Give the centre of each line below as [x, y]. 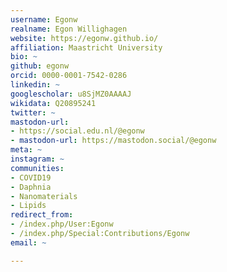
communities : [37, 168]
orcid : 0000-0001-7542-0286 [69, 76]
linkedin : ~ [35, 85]
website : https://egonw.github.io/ [84, 38]
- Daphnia [31, 187]
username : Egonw [44, 19]
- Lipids [28, 206]
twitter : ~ [33, 112]
